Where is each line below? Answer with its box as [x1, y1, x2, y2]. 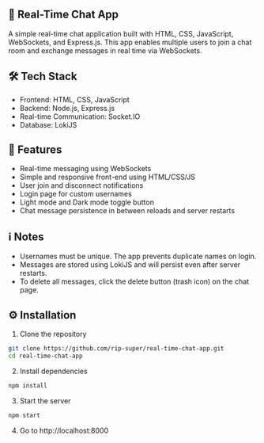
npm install [8, 381, 47, 389]
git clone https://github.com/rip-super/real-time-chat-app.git [8, 345, 224, 353]
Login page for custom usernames [19, 189, 132, 199]
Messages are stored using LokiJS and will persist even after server [19, 260, 241, 269]
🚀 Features [8, 143, 62, 157]
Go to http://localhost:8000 [19, 426, 109, 435]
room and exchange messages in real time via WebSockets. [8, 45, 203, 55]
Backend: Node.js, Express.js [19, 103, 115, 113]
